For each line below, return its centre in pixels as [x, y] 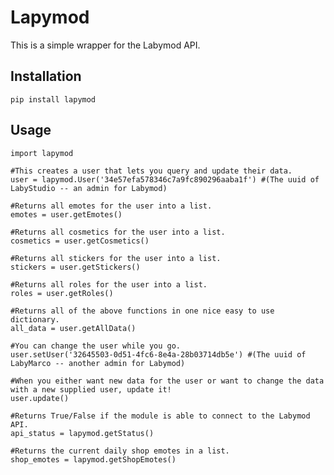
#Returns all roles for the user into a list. [109, 284]
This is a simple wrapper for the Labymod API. [105, 45]
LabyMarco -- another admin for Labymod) [98, 363]
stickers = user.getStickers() [75, 267]
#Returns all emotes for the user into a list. [111, 206]
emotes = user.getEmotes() [66, 214]
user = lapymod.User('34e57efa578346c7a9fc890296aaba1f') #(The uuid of [165, 179]
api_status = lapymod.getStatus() [82, 433]
